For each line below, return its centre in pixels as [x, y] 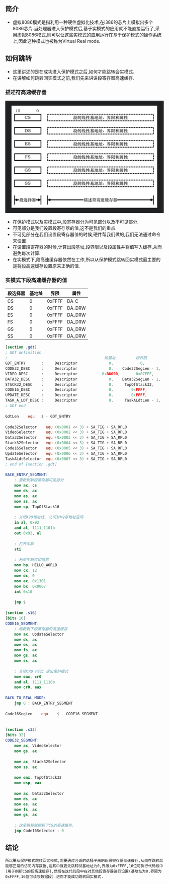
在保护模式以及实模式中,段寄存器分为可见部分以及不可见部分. [75, 222]
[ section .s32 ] [21, 730]
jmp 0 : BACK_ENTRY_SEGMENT [44, 703]
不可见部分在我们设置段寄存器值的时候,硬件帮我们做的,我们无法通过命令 [87, 234]
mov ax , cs [26, 486]
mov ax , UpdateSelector [39, 634]
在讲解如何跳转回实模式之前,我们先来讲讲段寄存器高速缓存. [73, 78]
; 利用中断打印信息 [32, 560]
